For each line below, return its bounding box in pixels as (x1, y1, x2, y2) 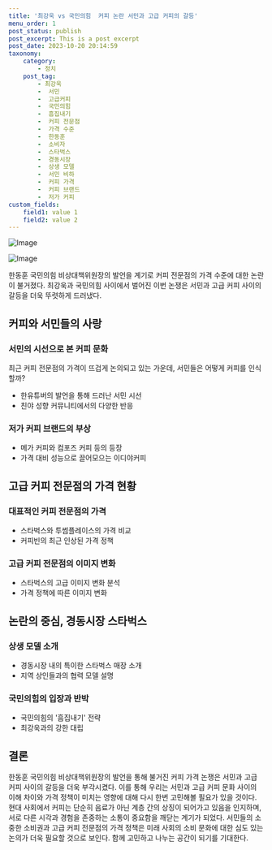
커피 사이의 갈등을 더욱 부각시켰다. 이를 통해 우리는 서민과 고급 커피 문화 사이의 (8, 783, 257, 792)
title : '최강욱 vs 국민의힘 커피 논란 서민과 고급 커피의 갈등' (8, 11, 198, 20)
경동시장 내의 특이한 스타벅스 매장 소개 (19, 660, 142, 670)
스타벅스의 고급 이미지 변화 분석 (19, 578, 120, 588)
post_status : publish (8, 27, 82, 35)
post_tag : (23, 72, 57, 80)
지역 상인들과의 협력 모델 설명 (19, 671, 114, 680)
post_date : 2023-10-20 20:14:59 (8, 42, 118, 50)
